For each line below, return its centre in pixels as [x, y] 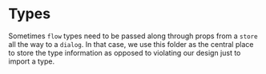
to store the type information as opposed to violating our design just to [125, 53]
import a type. [31, 61]
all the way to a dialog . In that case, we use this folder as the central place [131, 44]
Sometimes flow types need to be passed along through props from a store [133, 36]
